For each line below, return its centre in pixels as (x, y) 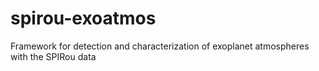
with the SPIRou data (53, 56)
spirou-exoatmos (83, 18)
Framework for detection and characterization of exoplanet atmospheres (160, 46)
